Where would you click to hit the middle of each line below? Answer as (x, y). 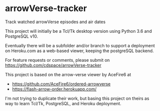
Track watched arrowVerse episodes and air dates (55, 22)
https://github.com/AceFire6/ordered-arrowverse (61, 84)
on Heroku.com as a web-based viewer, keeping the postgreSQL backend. (80, 51)
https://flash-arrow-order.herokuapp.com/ (54, 89)
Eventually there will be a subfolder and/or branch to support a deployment (80, 45)
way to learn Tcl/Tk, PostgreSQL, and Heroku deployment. (63, 103)
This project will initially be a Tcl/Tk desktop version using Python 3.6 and (78, 31)
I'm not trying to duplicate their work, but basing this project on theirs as (77, 98)
